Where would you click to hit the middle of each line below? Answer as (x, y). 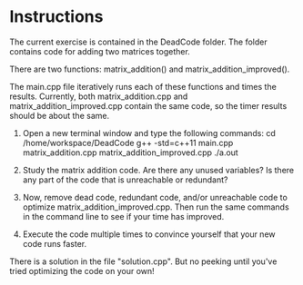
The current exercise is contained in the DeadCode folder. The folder (138, 42)
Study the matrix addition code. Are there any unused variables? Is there (158, 170)
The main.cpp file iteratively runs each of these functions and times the (143, 86)
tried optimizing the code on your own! (82, 270)
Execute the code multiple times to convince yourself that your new (149, 234)
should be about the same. (60, 115)
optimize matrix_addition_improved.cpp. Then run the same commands (156, 207)
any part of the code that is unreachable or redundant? (125, 180)
